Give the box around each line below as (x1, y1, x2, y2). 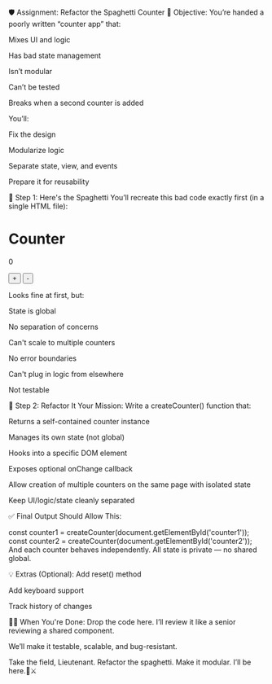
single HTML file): (8, 201, 68, 211)
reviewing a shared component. (8, 625, 115, 635)
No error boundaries (8, 353, 77, 363)
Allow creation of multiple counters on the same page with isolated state (8, 480, 251, 489)
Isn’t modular (8, 67, 53, 76)
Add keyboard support (8, 585, 84, 595)
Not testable (8, 384, 50, 394)
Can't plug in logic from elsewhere (8, 369, 124, 379)
